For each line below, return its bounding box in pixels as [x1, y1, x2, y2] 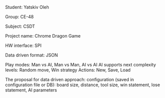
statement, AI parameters [5, 87, 57, 93]
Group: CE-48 [5, 14, 34, 19]
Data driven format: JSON [5, 52, 58, 58]
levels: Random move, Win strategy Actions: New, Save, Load [5, 67, 131, 73]
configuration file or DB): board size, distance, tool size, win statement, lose [5, 82, 161, 88]
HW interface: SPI [5, 43, 42, 49]
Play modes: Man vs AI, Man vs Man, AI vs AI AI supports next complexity [5, 62, 157, 67]
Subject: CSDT [5, 23, 35, 29]
